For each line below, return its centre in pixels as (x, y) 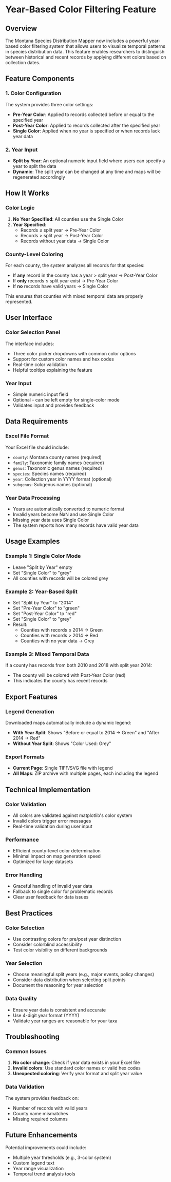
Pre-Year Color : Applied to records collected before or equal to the (84, 115)
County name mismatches (40, 1113)
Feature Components (40, 79)
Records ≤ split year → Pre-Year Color (61, 230)
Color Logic (20, 208)
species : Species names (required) (49, 473)
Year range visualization (38, 1168)
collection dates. (23, 62)
